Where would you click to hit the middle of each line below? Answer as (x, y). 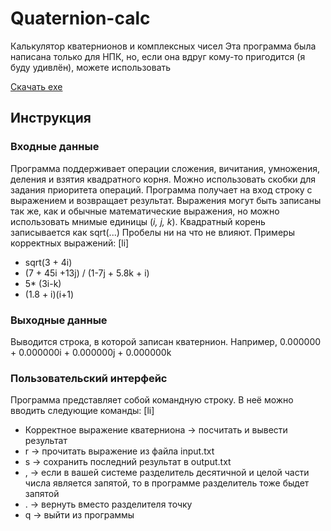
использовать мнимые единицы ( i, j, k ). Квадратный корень (138, 221)
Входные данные (55, 147)
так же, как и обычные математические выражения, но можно (145, 211)
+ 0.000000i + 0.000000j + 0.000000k (91, 352)
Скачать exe (36, 86)
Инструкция (51, 118)
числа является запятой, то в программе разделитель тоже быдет (167, 483)
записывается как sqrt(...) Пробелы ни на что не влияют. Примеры (152, 232)
